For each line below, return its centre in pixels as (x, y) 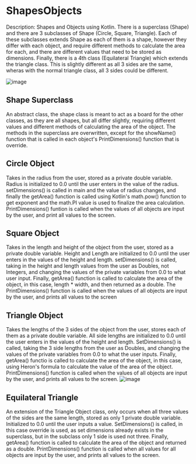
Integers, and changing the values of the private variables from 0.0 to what (96, 272)
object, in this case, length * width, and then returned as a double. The (91, 285)
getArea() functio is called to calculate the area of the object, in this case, (94, 361)
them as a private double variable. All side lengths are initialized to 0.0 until (96, 336)
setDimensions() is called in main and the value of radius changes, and (91, 190)
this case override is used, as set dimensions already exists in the (85, 430)
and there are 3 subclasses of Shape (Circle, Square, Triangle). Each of (91, 33)
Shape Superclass (40, 100)
